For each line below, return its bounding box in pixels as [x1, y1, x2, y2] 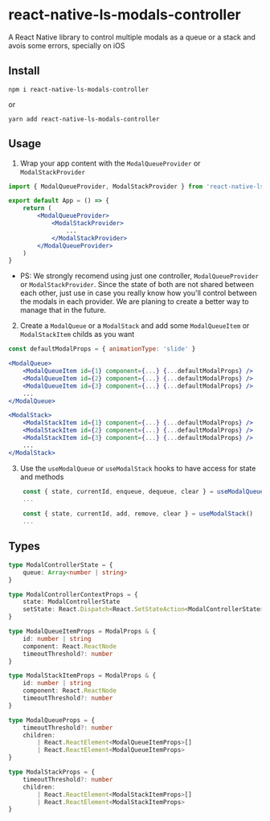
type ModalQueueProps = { [8, 716, 95, 725]
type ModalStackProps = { [8, 768, 95, 776]
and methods [19, 472, 64, 482]
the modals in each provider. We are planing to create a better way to [19, 297, 249, 306]
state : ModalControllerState [22, 597, 121, 606]
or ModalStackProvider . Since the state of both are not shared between [19, 280, 255, 289]
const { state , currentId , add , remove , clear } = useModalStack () [22, 510, 253, 518]
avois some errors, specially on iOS [8, 40, 125, 50]
